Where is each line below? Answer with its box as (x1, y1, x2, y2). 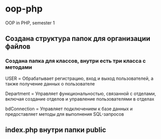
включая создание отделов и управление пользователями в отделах (5, 96, 154, 102)
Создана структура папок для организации (5, 34, 150, 43)
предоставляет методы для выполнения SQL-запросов (5, 111, 124, 117)
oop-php (5, 3, 43, 15)
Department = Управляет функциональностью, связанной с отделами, (5, 90, 156, 97)
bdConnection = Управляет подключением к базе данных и (5, 106, 133, 112)
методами (5, 64, 32, 71)
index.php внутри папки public (5, 126, 106, 134)
